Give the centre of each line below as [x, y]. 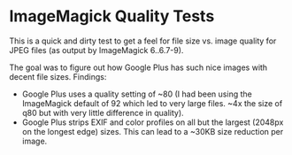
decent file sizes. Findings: [58, 76]
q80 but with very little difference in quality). [103, 112]
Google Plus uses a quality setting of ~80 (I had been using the [137, 94]
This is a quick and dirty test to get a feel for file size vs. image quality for [143, 41]
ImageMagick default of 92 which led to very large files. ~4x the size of [152, 103]
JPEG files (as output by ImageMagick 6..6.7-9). [96, 50]
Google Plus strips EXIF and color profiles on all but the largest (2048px [153, 122]
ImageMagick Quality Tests [112, 16]
